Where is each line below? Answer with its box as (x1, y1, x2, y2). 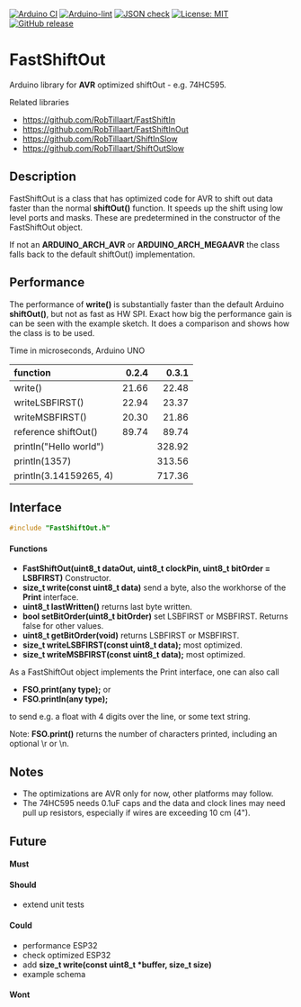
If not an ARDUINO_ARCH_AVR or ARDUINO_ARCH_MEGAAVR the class (9, 239, 280, 249)
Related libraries (9, 96, 70, 107)
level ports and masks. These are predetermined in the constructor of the (9, 212, 281, 222)
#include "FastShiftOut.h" (9, 523, 111, 533)
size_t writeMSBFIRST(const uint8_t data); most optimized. (22, 649, 245, 660)
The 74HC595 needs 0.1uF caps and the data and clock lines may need (22, 798, 286, 809)
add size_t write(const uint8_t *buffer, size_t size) (22, 959, 212, 970)
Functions (9, 543, 48, 554)
